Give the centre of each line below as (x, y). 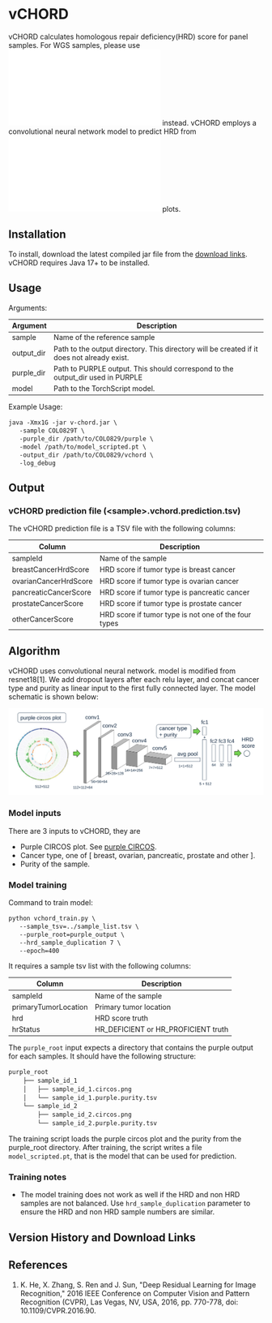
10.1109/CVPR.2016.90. (58, 1310)
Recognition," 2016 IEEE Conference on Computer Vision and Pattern (135, 1293)
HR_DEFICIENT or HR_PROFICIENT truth (161, 1029)
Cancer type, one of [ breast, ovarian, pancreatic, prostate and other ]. (138, 855)
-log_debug (38, 463)
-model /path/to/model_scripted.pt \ (83, 447)
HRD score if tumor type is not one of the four (176, 615)
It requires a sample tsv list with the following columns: (100, 965)
